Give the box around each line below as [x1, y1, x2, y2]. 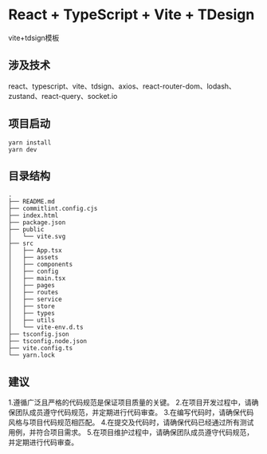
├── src [8, 239, 34, 248]
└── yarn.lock [8, 351, 56, 360]
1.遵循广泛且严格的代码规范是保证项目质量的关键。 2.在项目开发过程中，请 [8, 397, 253, 408]
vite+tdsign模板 [8, 33, 60, 42]
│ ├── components [8, 261, 73, 269]
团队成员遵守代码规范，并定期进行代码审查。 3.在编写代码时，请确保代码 [14, 408, 254, 417]
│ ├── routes [8, 289, 59, 297]
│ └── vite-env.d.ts [8, 323, 84, 332]
